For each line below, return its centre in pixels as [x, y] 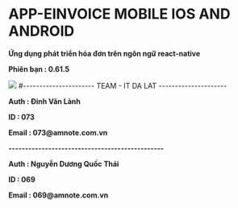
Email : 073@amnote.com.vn [58, 132]
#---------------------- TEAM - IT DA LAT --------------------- [123, 85]
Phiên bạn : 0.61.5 [39, 69]
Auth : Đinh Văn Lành [44, 101]
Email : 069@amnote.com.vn [58, 195]
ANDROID [42, 31]
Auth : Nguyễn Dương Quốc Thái [64, 164]
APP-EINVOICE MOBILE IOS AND [119, 14]
